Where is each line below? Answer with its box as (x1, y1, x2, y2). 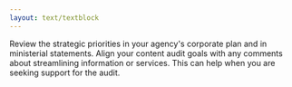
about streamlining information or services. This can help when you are (9, 57, 276, 68)
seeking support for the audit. (9, 67, 121, 78)
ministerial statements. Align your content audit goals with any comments (9, 47, 283, 59)
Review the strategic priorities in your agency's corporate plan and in (9, 38, 268, 49)
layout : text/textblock (9, 13, 100, 23)
